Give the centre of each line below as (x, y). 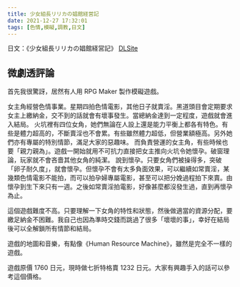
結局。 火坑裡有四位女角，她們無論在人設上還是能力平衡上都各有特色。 (117, 125)
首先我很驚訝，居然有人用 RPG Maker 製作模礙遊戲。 (85, 92)
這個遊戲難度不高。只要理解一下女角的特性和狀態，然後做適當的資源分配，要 (120, 211)
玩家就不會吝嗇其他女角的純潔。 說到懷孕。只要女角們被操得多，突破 (121, 160)
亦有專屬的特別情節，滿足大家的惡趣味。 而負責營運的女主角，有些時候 (117, 142)
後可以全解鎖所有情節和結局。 (51, 229)
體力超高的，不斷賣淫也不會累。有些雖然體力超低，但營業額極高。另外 (123, 133)
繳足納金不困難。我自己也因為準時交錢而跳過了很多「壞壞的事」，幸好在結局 (119, 220)
